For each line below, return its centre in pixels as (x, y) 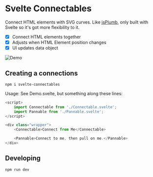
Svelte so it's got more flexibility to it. (42, 27)
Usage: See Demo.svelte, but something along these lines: (64, 93)
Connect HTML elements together (46, 37)
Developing (23, 158)
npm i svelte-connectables (33, 84)
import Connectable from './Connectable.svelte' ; (66, 107)
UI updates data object (35, 48)
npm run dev (17, 170)
